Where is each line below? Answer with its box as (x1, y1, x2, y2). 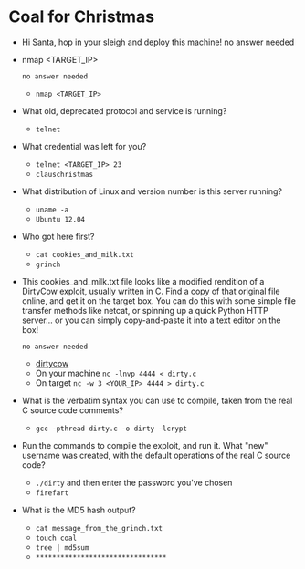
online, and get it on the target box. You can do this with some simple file (21, 295, 296, 306)
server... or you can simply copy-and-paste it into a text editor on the (21, 315, 281, 326)
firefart (35, 488, 69, 498)
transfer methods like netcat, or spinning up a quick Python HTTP (21, 305, 268, 316)
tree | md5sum (35, 543, 89, 553)
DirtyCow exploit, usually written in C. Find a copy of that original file (21, 285, 280, 296)
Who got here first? (21, 231, 95, 242)
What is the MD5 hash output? (21, 504, 136, 515)
